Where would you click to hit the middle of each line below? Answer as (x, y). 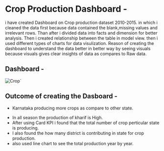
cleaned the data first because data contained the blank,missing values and (81, 27)
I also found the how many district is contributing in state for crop (78, 133)
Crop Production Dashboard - (66, 9)
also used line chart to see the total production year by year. (73, 143)
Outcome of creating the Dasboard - (61, 96)
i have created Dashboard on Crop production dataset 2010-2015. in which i (81, 22)
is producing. (25, 128)
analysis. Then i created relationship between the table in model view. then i (82, 38)
